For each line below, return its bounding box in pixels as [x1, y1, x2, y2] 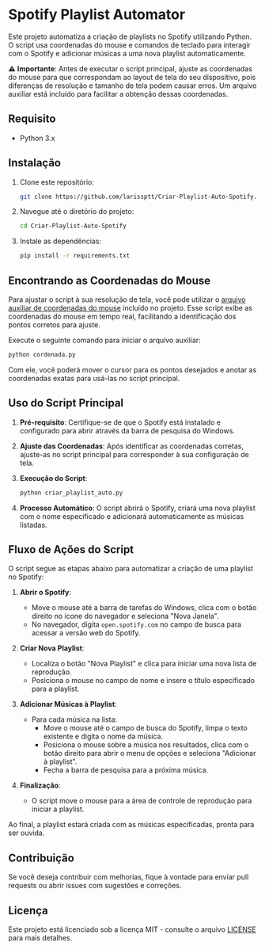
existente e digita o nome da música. [43, 731, 164, 742]
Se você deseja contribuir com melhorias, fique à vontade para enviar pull [8, 872, 249, 882]
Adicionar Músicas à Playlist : [19, 700, 117, 709]
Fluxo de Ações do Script [8, 543, 134, 556]
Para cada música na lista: [31, 715, 117, 724]
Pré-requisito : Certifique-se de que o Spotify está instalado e [19, 418, 221, 427]
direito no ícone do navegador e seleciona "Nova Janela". [31, 612, 219, 621]
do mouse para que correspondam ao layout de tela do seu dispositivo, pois [8, 72, 256, 82]
